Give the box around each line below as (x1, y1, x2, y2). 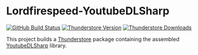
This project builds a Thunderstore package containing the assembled (6, 35, 180, 42)
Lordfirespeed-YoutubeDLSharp (6, 4, 170, 18)
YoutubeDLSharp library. (6, 42, 67, 49)
